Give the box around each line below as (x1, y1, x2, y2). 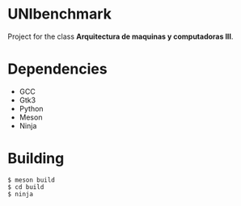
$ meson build (7, 175, 56, 184)
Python (19, 103, 44, 113)
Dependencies (7, 60, 108, 78)
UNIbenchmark (7, 5, 112, 23)
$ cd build (7, 183, 44, 191)
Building (7, 149, 65, 168)
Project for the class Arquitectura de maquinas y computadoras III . (7, 32, 234, 41)
